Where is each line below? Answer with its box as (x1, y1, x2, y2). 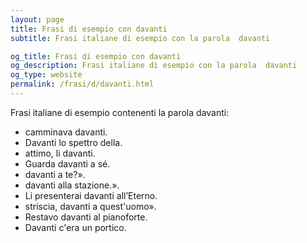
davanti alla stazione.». (24, 179, 120, 191)
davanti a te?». (24, 168, 86, 180)
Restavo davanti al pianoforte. (24, 211, 148, 223)
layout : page (10, 14, 65, 25)
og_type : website (10, 70, 83, 80)
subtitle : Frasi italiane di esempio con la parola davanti (10, 33, 271, 43)
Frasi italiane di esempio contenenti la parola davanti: (10, 106, 230, 118)
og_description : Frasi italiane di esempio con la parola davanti (10, 61, 298, 71)
